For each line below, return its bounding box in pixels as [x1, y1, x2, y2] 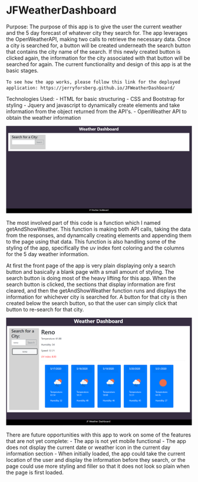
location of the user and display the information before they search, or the [6, 456, 186, 463]
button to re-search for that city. [6, 306, 84, 313]
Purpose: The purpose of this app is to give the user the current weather [6, 23, 182, 30]
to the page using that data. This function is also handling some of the [6, 238, 176, 245]
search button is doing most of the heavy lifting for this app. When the [6, 274, 176, 281]
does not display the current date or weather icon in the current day [6, 444, 171, 451]
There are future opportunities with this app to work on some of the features [6, 431, 192, 438]
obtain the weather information [6, 114, 81, 121]
